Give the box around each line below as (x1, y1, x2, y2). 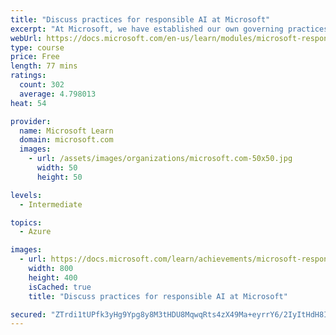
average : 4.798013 (19, 89, 97, 99)
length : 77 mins (10, 61, 78, 71)
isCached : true (28, 282, 92, 292)
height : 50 (36, 172, 83, 182)
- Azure (19, 227, 52, 237)
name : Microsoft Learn (19, 126, 114, 136)
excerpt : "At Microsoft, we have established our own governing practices (10, 24, 329, 34)
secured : (10, 309, 47, 320)
